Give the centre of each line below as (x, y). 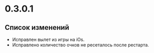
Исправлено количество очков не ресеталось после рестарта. (81, 45)
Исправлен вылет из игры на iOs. (48, 39)
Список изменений (37, 28)
